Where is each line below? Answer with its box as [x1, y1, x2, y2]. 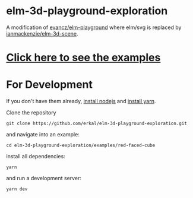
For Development [6, 78, 93, 91]
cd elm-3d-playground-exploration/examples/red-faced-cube [6, 142, 156, 149]
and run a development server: [6, 175, 82, 182]
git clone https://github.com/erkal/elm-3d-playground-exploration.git [6, 120, 187, 127]
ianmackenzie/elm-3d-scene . [6, 30, 78, 37]
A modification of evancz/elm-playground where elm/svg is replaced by [6, 24, 182, 31]
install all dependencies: [6, 153, 65, 160]
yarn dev [6, 186, 28, 192]
